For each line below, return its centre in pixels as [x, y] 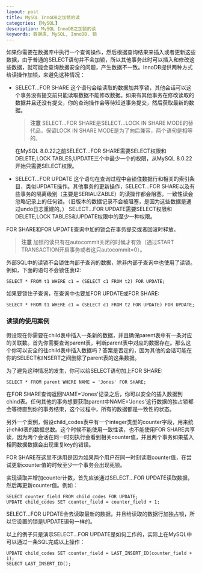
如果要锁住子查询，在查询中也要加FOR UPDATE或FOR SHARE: [83, 294]
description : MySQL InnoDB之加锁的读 [51, 29]
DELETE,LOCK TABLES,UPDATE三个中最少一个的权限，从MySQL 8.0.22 [103, 159]
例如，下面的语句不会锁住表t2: [44, 270]
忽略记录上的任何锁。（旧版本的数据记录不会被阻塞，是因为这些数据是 [100, 201]
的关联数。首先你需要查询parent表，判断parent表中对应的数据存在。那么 [96, 343]
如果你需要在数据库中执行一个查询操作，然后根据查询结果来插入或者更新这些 [101, 52]
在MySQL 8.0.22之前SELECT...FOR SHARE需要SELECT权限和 [90, 151]
